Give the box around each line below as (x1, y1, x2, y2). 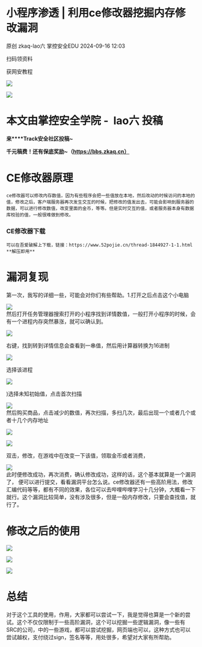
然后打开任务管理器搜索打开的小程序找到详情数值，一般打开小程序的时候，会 (6, 311, 196, 318)
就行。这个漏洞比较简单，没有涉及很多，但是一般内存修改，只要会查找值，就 (6, 493, 196, 501)
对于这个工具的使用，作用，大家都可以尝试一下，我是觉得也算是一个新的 (6, 611, 185, 618)
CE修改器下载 (6, 227, 46, 235)
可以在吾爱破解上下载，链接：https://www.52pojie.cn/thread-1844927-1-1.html (6, 242, 193, 248)
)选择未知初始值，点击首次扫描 (6, 390, 82, 397)
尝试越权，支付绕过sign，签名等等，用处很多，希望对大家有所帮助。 (6, 633, 175, 640)
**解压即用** (6, 248, 35, 254)
